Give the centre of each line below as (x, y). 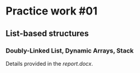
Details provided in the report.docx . (50, 63)
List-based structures (47, 33)
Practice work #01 (51, 11)
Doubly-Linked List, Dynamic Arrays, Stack (70, 51)
